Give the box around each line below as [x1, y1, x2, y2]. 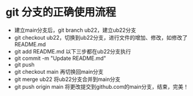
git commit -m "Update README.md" [14, 55, 106, 62]
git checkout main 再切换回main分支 [14, 68, 104, 75]
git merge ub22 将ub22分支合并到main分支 [14, 76, 121, 83]
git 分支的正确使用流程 [5, 5, 116, 19]
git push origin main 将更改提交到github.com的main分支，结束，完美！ [14, 83, 189, 90]
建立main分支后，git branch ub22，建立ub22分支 [14, 26, 137, 34]
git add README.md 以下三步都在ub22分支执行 [14, 47, 131, 55]
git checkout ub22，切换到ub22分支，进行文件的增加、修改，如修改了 [14, 34, 188, 41]
